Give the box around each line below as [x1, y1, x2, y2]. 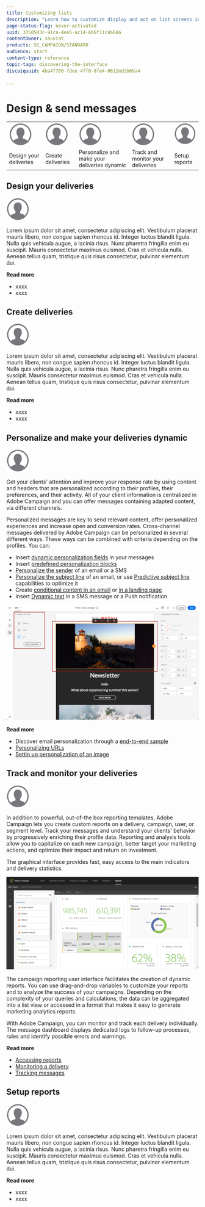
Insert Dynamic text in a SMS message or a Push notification [15, 593, 168, 600]
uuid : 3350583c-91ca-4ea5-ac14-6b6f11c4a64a [6, 29, 121, 35]
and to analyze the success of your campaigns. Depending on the [6, 988, 172, 995]
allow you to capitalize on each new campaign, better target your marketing [6, 839, 196, 847]
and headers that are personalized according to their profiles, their [6, 485, 174, 492]
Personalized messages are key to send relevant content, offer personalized [6, 516, 198, 523]
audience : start [6, 49, 48, 55]
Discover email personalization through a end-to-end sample [15, 738, 169, 745]
